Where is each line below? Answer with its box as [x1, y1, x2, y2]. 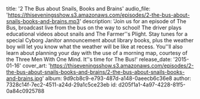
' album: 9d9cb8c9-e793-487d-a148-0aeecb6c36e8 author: [42, 75, 192, 82]
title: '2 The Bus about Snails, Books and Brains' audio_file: [6, 5, 150, 12]
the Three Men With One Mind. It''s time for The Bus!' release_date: [6, 56, 172, 63]
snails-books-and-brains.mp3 [6, 18, 80, 24]
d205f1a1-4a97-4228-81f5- [118, 81, 186, 88]
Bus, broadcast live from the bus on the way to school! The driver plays [6, 24, 182, 31]
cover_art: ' [22, 62, 51, 69]
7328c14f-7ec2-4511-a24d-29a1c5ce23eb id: [6, 81, 118, 88]
